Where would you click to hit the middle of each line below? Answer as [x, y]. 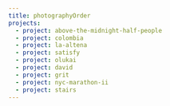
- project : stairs [46, 90]
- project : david [44, 68]
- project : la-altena [51, 45]
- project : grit [42, 75]
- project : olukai [46, 61]
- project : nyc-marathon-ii [62, 82]
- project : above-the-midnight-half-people [89, 30]
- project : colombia [49, 38]
